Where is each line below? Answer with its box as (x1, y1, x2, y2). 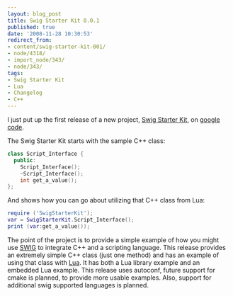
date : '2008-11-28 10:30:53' (7, 30, 93, 38)
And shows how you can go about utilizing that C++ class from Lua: (7, 196, 205, 205)
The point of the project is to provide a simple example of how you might (7, 235, 220, 244)
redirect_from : (7, 37, 52, 44)
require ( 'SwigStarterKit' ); (7, 210, 93, 217)
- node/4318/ (7, 50, 46, 57)
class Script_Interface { (7, 150, 84, 157)
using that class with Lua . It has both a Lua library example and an (7, 258, 200, 266)
